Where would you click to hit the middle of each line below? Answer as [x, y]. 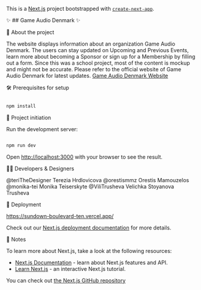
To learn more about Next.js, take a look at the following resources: [89, 250]
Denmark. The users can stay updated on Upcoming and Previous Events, [97, 50]
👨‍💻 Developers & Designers [40, 168]
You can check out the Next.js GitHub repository [66, 280]
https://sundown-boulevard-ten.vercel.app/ [60, 216]
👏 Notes [16, 239]
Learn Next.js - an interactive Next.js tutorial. [70, 268]
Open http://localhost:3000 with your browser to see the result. [85, 157]
